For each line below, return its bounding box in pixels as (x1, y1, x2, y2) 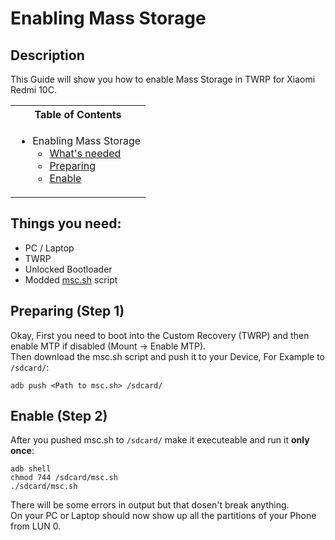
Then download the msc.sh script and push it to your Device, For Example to (10, 350, 325, 362)
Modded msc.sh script (24, 273, 118, 286)
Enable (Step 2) (10, 408, 108, 425)
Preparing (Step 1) (10, 303, 125, 320)
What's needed (49, 147, 122, 160)
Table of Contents (34, 108, 122, 121)
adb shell (10, 464, 52, 474)
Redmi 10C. (10, 84, 57, 96)
